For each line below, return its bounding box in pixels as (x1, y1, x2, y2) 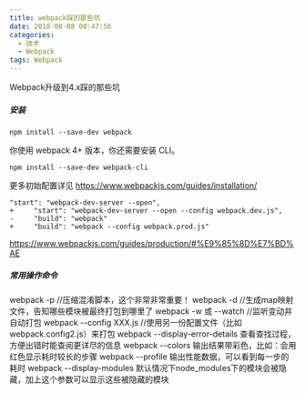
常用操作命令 (9, 269, 57, 280)
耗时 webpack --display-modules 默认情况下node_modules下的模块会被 (9, 362, 280, 373)
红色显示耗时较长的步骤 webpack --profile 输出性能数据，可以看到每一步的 (9, 351, 290, 362)
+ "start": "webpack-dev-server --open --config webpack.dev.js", (9, 206, 283, 215)
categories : (9, 30, 55, 39)
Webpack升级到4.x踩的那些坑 (9, 82, 121, 92)
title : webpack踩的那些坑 (9, 13, 101, 23)
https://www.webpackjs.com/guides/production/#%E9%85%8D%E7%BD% (9, 237, 294, 248)
